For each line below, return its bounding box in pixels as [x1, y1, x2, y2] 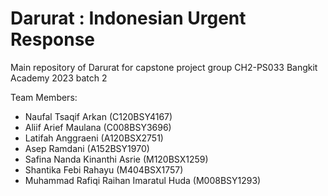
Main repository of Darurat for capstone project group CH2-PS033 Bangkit [10, 61, 318, 73]
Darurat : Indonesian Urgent [10, 7, 247, 30]
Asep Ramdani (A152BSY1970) [24, 142, 150, 154]
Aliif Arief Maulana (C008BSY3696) [24, 121, 172, 133]
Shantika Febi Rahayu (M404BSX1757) [24, 163, 184, 176]
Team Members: [10, 91, 78, 103]
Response [10, 28, 96, 51]
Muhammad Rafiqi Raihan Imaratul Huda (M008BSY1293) [24, 174, 262, 186]
